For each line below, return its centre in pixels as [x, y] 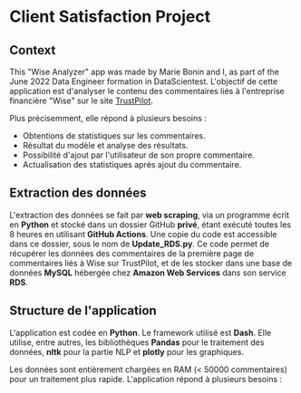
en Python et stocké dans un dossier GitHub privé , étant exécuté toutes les [150, 225]
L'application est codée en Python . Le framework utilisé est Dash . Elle [141, 332]
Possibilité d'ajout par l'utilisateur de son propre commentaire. [139, 155]
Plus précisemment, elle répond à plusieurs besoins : [108, 118]
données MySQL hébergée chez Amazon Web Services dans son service [148, 273]
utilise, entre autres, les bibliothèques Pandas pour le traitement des [137, 342]
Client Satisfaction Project [110, 17]
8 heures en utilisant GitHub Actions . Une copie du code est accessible [143, 234]
